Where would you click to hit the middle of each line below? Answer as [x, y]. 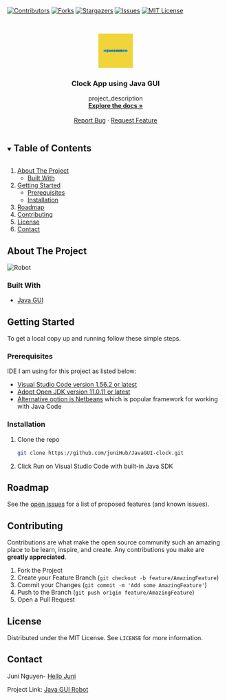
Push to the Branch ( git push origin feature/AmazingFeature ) [106, 593]
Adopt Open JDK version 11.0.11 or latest [74, 392]
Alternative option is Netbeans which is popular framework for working [117, 399]
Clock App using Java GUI [116, 83]
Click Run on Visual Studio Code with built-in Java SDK [95, 466]
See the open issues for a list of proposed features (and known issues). [108, 504]
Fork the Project [40, 571]
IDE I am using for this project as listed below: [72, 371]
